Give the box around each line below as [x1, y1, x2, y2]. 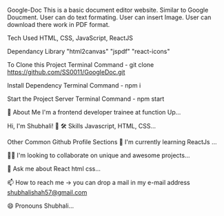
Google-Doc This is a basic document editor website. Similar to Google [7, 6, 209, 14]
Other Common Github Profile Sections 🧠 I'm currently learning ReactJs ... [7, 138, 217, 146]
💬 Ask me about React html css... [7, 165, 101, 173]
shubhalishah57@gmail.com [7, 188, 88, 196]
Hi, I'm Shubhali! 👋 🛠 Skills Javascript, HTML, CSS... [7, 122, 156, 130]
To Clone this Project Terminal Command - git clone [7, 61, 154, 68]
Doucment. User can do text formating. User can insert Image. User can [7, 13, 212, 21]
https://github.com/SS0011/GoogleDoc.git [7, 68, 125, 76]
